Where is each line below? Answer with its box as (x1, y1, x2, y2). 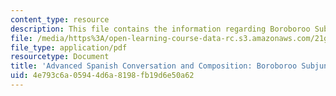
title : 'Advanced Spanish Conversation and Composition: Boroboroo (10, 61, 298, 71)
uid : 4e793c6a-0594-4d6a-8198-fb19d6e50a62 (10, 71, 195, 81)
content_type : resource (10, 14, 110, 25)
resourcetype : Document (10, 52, 110, 62)
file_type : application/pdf (10, 42, 128, 53)
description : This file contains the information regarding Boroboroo (10, 24, 311, 34)
